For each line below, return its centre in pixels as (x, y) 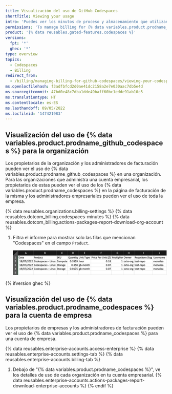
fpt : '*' (19, 44)
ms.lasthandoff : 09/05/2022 (35, 108)
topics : (14, 59)
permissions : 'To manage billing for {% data (55, 27)
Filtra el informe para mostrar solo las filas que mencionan (74, 238)
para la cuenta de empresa (49, 315)
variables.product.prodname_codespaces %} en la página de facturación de (86, 191)
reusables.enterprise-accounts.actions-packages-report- (84, 380)
